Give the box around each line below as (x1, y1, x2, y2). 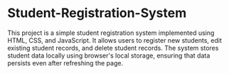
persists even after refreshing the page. (7, 58, 123, 67)
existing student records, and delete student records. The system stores (7, 43, 219, 52)
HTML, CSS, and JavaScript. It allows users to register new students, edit (7, 36, 222, 44)
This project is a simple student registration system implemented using (7, 28, 215, 37)
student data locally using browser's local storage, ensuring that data (7, 51, 211, 60)
